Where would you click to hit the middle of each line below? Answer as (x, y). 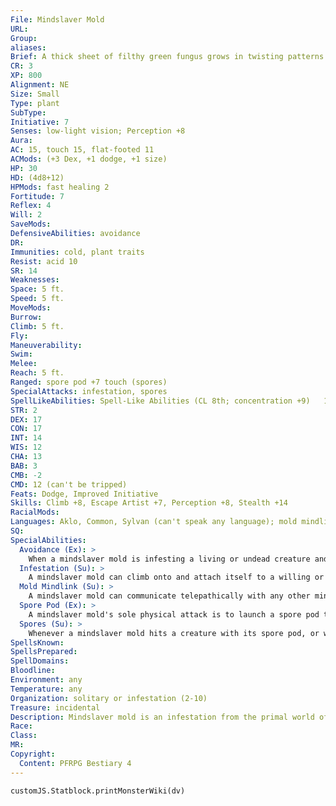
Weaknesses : (35, 280)
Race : (21, 726)
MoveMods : (31, 308)
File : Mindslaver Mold (57, 19)
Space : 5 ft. (37, 289)
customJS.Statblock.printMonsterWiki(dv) (98, 791)
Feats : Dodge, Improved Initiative (84, 494)
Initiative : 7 (40, 122)
